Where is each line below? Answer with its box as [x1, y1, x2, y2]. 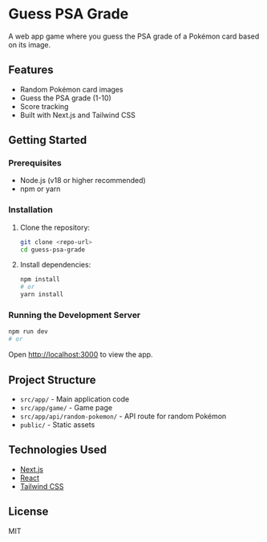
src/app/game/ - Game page [19, 402, 113, 412]
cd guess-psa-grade [19, 246, 86, 254]
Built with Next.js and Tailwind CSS [19, 110, 136, 120]
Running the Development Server [8, 310, 141, 321]
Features [8, 63, 54, 77]
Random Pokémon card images [19, 84, 123, 94]
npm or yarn [19, 184, 61, 194]
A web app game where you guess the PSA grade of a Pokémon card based [8, 31, 260, 41]
